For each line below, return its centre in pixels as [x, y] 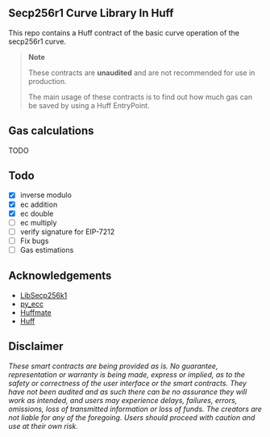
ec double [37, 213]
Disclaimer [36, 347]
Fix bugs [34, 241]
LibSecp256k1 [44, 295]
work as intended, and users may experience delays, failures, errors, [123, 400]
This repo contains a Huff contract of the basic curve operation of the [124, 32]
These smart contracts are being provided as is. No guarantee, [113, 366]
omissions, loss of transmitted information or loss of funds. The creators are [135, 409]
